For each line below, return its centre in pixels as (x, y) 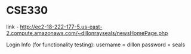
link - (13, 27)
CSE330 (27, 10)
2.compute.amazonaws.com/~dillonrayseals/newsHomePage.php (87, 33)
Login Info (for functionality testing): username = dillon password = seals (96, 45)
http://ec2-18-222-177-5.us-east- (61, 27)
